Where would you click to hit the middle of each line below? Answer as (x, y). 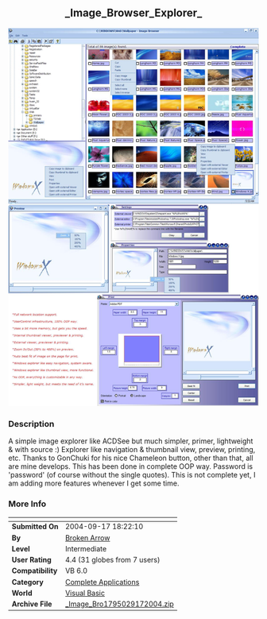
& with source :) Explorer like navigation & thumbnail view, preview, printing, (132, 450)
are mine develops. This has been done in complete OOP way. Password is (130, 466)
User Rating (31, 560)
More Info (27, 504)
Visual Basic (85, 593)
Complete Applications (102, 582)
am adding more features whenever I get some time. (94, 483)
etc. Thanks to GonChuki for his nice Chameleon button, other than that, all (131, 458)
